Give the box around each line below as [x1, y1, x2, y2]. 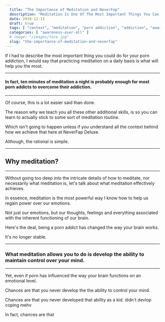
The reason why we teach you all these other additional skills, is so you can [5, 109, 158, 115]
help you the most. [5, 63, 43, 69]
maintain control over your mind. [5, 257, 85, 264]
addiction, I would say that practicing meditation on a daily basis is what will [5, 57, 159, 64]
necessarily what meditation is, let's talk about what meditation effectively [5, 180, 155, 186]
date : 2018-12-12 [9, 16, 45, 21]
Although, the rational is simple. [5, 138, 69, 144]
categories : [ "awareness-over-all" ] [9, 30, 89, 35]
